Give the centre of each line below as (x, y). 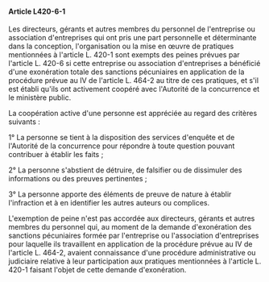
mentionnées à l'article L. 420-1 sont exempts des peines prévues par (124, 55)
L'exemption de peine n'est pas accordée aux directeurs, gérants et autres (132, 218)
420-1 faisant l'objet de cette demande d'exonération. (97, 270)
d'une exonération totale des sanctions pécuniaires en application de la (126, 72)
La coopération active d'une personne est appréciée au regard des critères (133, 114)
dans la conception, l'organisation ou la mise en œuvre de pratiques (121, 46)
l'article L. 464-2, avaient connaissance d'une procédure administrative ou (132, 253)
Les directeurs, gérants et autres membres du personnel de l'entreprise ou (132, 29)
